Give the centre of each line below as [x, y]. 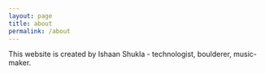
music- [245, 54]
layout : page [30, 16]
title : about [30, 24]
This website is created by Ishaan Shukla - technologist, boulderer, [120, 54]
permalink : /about [39, 31]
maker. [20, 63]
